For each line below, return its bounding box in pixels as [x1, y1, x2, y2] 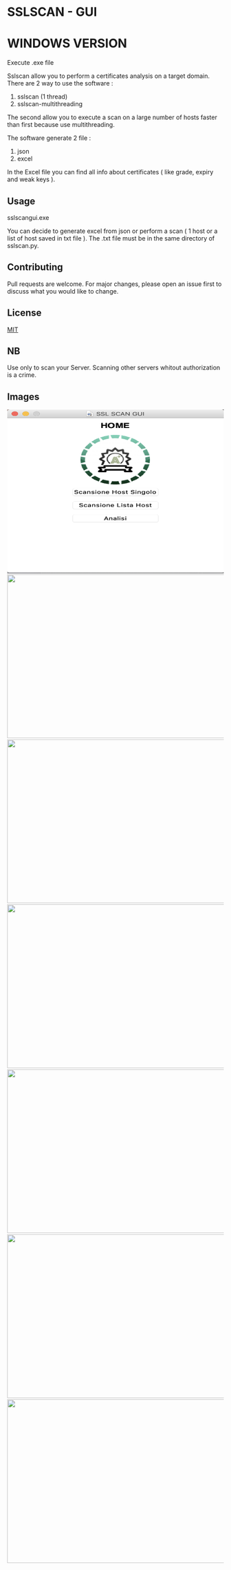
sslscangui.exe [7, 213, 49, 221]
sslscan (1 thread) [16, 92, 68, 101]
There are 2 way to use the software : [7, 79, 113, 88]
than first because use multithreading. [7, 121, 115, 129]
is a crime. [7, 371, 36, 379]
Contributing [7, 261, 63, 273]
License [7, 307, 42, 319]
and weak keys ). [7, 175, 56, 183]
